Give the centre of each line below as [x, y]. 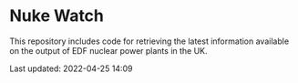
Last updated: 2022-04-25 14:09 [71, 68]
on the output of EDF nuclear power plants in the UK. [108, 50]
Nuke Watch [57, 16]
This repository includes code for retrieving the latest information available [149, 41]
